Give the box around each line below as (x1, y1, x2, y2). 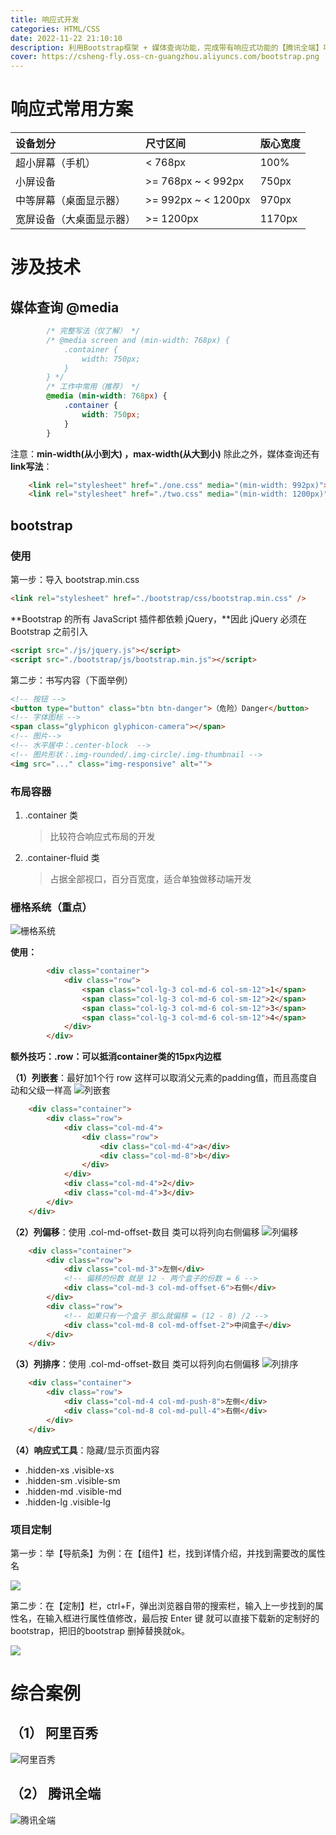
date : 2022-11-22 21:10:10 (10, 33, 123, 43)
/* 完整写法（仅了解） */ (46, 326, 141, 336)
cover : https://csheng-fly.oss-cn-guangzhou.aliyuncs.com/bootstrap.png (10, 52, 320, 62)
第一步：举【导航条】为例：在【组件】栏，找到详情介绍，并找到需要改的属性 (10, 1547, 326, 1559)
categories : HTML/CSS (10, 24, 101, 34)
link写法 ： (10, 460, 53, 472)
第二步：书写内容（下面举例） (10, 674, 133, 686)
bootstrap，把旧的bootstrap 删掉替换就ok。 (10, 1624, 190, 1636)
